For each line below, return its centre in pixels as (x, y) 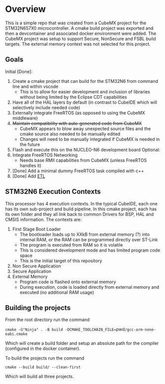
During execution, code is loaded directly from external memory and (89, 287)
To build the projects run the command (45, 358)
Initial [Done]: (19, 71)
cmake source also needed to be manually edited (70, 134)
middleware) (25, 118)
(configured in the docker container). (43, 349)
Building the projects (38, 308)
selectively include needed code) (46, 107)
